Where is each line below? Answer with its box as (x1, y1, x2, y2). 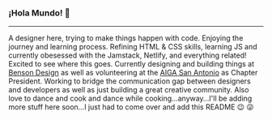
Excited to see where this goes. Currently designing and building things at (8, 59, 255, 69)
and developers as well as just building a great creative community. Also (8, 85, 249, 95)
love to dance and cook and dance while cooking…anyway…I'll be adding (8, 93, 253, 104)
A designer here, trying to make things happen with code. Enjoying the (8, 33, 244, 43)
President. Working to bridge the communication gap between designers (8, 76, 251, 86)
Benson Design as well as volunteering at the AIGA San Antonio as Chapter (8, 68, 258, 78)
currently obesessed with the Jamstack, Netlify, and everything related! (8, 50, 247, 60)
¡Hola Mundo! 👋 (8, 7, 70, 19)
